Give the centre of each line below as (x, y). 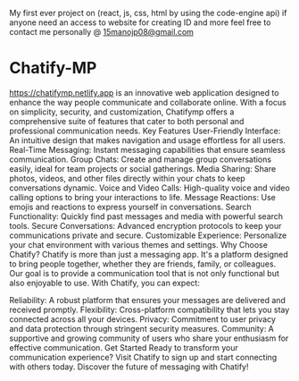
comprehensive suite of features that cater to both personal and (127, 121)
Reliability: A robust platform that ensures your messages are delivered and (147, 300)
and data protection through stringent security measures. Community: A (142, 328)
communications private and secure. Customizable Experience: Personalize (148, 235)
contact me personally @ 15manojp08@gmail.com (102, 32)
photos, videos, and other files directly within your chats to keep (127, 178)
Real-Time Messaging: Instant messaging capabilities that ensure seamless (147, 149)
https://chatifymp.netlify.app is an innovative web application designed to (144, 92)
